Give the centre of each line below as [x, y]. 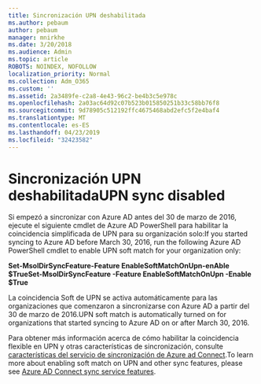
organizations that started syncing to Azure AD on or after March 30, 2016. [129, 323]
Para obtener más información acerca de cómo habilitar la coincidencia [124, 338]
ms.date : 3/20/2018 [40, 45]
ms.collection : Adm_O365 [49, 81]
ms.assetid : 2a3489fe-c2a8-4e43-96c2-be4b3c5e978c [93, 96]
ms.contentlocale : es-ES [49, 125]
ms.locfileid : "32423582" [50, 140]
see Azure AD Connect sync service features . [82, 371]
